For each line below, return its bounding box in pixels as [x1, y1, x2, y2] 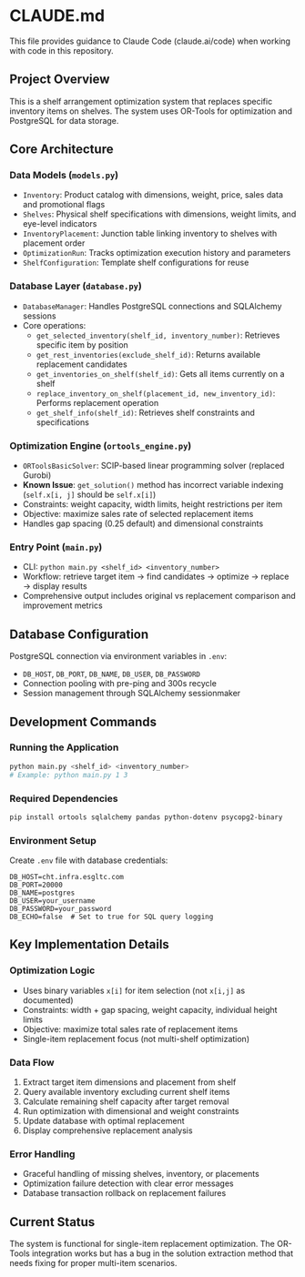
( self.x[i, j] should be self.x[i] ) [22, 489, 157, 501]
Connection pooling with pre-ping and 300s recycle [22, 678, 217, 689]
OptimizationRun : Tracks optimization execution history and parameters [22, 248, 291, 258]
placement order [22, 238, 86, 248]
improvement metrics [22, 600, 103, 611]
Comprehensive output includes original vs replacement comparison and [22, 591, 296, 602]
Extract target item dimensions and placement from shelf [22, 1077, 237, 1088]
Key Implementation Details [9, 937, 170, 952]
